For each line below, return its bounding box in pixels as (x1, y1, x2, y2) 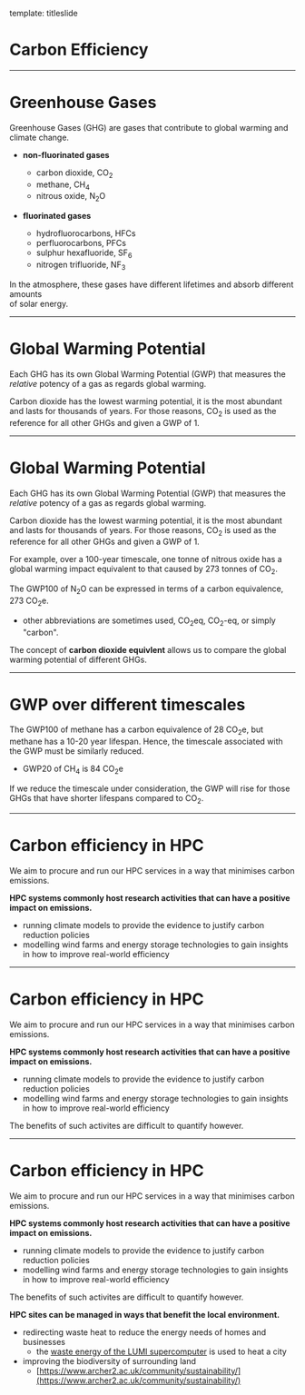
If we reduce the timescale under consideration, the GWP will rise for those (9, 783, 290, 794)
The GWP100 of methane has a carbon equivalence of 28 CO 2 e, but (9, 724, 264, 737)
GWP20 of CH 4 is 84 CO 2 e (22, 763, 124, 777)
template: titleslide (9, 8, 79, 18)
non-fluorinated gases (22, 149, 110, 160)
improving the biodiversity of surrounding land (22, 1355, 197, 1366)
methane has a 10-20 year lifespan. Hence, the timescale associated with (9, 736, 283, 747)
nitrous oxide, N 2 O (35, 191, 106, 203)
